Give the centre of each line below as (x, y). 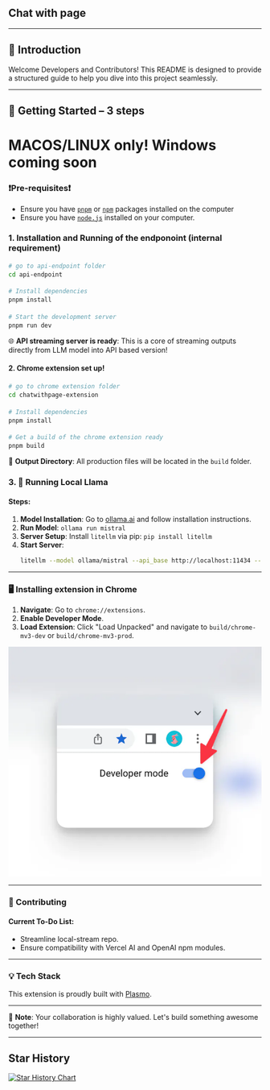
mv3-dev (33, 636)
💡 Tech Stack (35, 976)
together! (23, 1026)
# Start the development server (62, 317)
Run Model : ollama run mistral (73, 528)
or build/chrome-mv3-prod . (90, 636)
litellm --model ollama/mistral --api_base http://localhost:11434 (135, 561)
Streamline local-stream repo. (69, 939)
